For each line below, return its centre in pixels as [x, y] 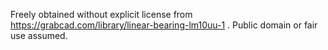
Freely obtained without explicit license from [101, 14]
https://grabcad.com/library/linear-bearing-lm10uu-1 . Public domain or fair [164, 25]
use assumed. [39, 35]
